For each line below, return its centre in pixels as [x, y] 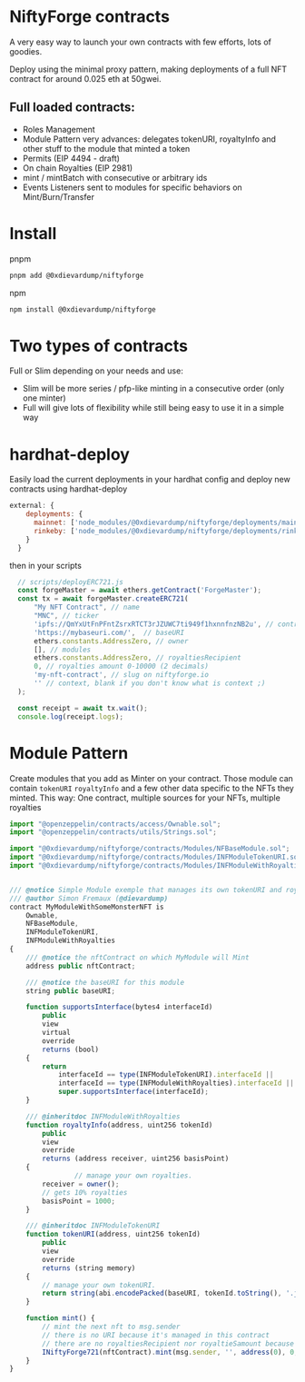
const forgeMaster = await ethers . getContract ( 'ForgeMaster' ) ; [139, 591]
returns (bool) [71, 1049]
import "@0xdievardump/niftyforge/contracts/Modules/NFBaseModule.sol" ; [150, 849]
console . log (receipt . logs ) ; [71, 716]
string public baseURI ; [71, 991]
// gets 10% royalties [85, 1192]
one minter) [44, 398]
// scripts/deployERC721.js [71, 582]
